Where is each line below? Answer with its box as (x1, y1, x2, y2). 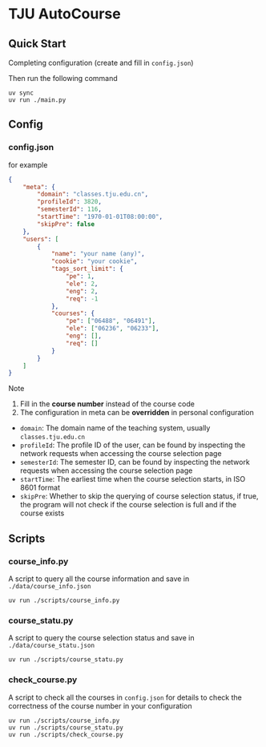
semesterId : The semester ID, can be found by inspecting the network (19, 458, 250, 467)
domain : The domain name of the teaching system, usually (19, 423, 211, 433)
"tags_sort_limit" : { (50, 265, 124, 273)
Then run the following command (8, 74, 118, 83)
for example (8, 159, 48, 169)
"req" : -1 (65, 294, 99, 303)
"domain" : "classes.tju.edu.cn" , (37, 190, 149, 199)
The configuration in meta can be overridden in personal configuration (19, 408, 254, 418)
